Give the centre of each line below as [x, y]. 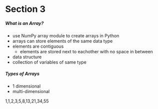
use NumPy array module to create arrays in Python [66, 36]
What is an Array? [24, 23]
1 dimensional [26, 86]
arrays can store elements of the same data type [62, 41]
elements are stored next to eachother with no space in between [86, 52]
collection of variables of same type [49, 62]
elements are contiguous [38, 46]
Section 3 [25, 9]
